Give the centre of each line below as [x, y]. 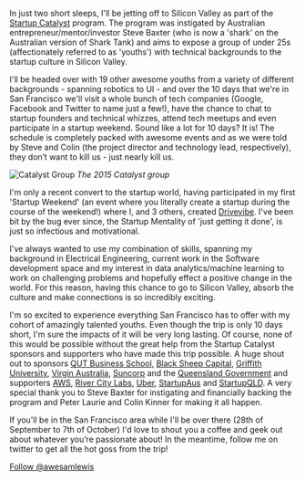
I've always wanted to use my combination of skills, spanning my [131, 249]
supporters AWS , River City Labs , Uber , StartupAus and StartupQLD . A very [151, 383]
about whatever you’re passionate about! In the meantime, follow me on [144, 439]
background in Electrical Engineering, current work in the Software [134, 258]
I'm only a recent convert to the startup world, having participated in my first [152, 192]
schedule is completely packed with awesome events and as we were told [148, 137]
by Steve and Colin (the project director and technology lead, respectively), [150, 147]
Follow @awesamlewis [52, 466]
